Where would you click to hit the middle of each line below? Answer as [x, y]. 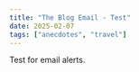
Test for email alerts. [47, 60]
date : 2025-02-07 [42, 26]
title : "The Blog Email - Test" [70, 18]
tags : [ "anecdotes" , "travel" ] [68, 34]
